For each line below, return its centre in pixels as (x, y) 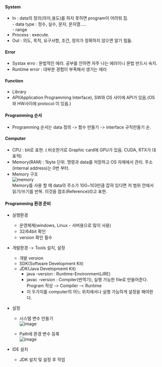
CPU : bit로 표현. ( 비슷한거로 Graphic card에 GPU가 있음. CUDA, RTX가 (81, 150)
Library (19, 92)
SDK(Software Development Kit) (51, 264)
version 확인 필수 (36, 238)
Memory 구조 (25, 174)
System (13, 7)
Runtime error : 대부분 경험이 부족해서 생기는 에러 (59, 69)
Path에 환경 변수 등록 (39, 334)
